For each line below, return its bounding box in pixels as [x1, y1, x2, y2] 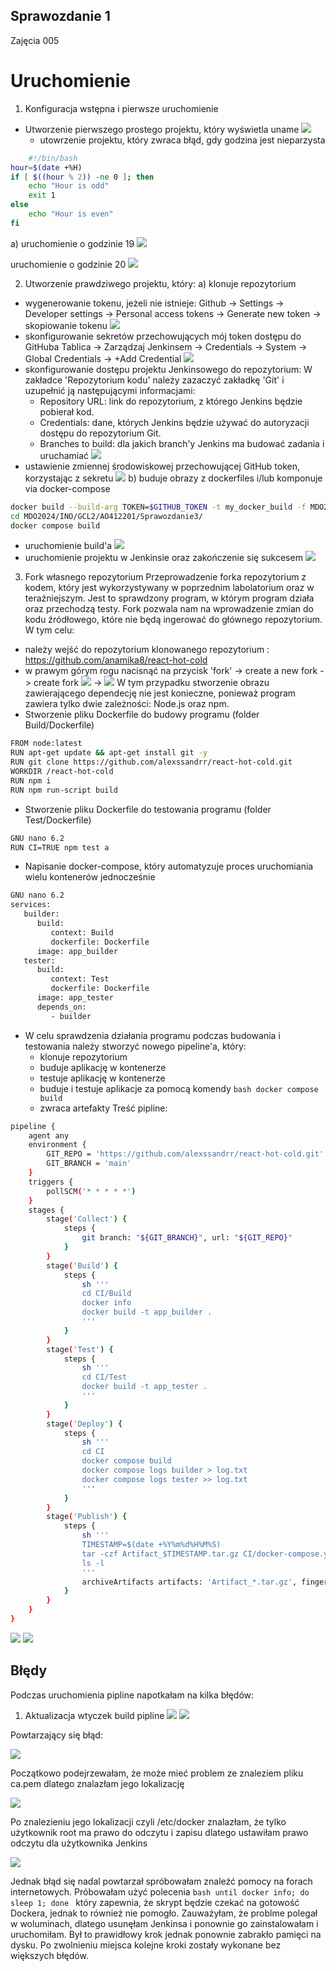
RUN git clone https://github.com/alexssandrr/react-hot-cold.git [10, 757, 293, 768]
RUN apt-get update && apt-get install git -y [10, 748, 208, 758]
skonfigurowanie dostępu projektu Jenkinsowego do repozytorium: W [24, 363, 313, 375]
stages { [28, 1205, 65, 1215]
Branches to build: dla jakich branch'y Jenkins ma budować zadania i [39, 437, 325, 449]
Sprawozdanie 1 [10, 8, 111, 25]
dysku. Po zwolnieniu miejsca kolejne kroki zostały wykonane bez [10, 1939, 282, 1951]
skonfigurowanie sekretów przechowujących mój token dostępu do [24, 330, 302, 342]
